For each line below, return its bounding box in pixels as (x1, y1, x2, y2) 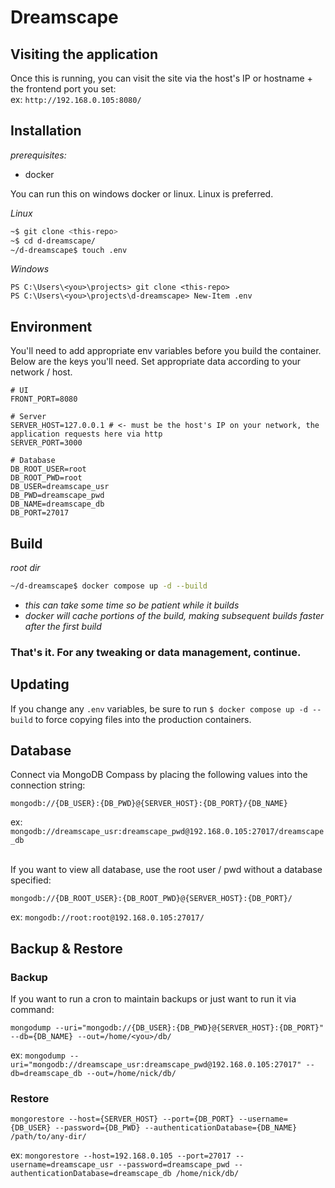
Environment (10, 318, 93, 335)
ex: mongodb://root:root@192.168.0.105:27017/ (10, 911, 205, 923)
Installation (10, 122, 82, 140)
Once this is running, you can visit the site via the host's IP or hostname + (10, 72, 313, 84)
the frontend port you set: (10, 83, 117, 95)
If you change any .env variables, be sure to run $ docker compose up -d (10, 702, 308, 715)
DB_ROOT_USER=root (10, 464, 87, 475)
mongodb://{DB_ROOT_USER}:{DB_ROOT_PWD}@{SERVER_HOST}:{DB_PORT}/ (10, 894, 293, 904)
